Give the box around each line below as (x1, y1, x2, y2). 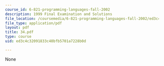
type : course (5, 34, 32, 39)
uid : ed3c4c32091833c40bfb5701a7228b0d (5, 39, 86, 44)
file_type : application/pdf (5, 20, 62, 26)
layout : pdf (5, 25, 29, 30)
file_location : (5, 16, 36, 21)
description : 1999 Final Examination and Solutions (5, 12, 112, 16)
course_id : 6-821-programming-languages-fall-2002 (5, 7, 110, 12)
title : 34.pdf (5, 30, 34, 34)
